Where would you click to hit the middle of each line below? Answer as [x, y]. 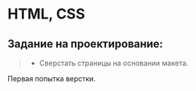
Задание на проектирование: [86, 44]
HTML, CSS [47, 14]
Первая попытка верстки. [52, 79]
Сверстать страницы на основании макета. [114, 63]
